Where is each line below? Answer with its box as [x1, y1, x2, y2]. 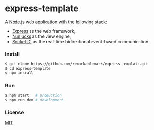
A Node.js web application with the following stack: [5, 19, 108, 25]
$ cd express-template [5, 66, 51, 71]
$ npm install [5, 71, 34, 75]
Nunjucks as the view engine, [12, 33, 71, 39]
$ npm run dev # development [5, 98, 64, 102]
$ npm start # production [5, 93, 62, 98]
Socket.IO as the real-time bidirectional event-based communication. [12, 38, 150, 44]
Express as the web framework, [12, 28, 76, 34]
